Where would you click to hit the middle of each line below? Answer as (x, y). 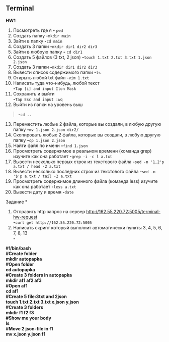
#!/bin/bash (18, 248)
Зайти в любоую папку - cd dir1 (48, 52)
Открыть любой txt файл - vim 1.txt (51, 77)
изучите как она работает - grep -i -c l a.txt (63, 156)
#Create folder (21, 253)
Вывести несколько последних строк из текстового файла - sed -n (84, 171)
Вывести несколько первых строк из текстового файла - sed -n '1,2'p (89, 162)
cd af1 (12, 291)
